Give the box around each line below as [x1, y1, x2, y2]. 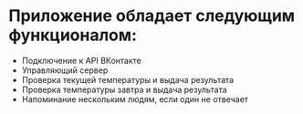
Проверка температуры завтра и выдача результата [21, 84, 227, 95]
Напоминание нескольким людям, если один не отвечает [21, 93, 248, 105]
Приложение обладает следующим [8, 5, 296, 26]
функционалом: [8, 25, 138, 46]
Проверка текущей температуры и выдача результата [21, 74, 235, 85]
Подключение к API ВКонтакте [21, 55, 142, 66]
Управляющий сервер [21, 65, 109, 76]
